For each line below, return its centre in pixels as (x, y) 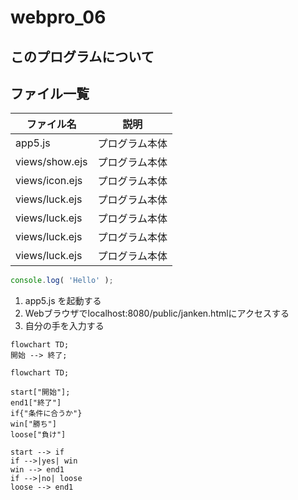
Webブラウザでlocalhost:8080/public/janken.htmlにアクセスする (157, 313)
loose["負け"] (38, 435)
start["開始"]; (40, 392)
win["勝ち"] (33, 424)
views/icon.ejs (49, 181)
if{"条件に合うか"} (46, 414)
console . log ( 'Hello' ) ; (62, 281)
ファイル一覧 (50, 93)
